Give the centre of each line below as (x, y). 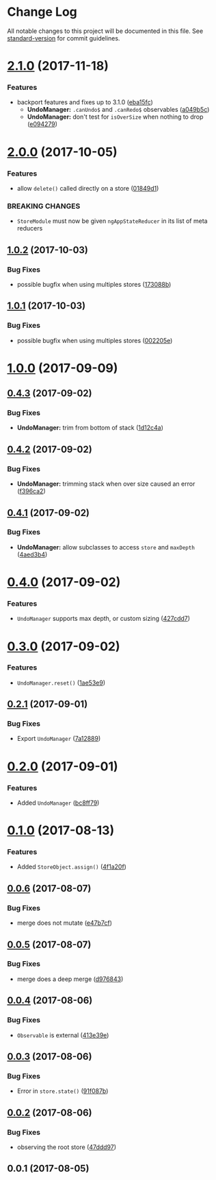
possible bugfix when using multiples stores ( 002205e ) (95, 340)
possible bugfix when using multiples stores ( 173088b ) (94, 284)
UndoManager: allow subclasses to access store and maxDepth (106, 547)
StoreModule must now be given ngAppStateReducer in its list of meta (112, 221)
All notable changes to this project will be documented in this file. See (105, 31)
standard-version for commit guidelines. (64, 38)
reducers (30, 228)
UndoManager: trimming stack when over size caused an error (106, 484)
